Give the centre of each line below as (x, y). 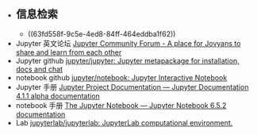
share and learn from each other (69, 52)
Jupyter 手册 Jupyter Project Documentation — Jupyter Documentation (132, 87)
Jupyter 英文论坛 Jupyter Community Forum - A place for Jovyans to (128, 43)
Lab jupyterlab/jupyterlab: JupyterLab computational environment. (124, 122)
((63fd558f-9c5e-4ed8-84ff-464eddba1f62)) (102, 33)
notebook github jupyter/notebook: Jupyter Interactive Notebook (121, 77)
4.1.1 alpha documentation (58, 96)
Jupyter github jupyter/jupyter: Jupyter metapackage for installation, (127, 60)
